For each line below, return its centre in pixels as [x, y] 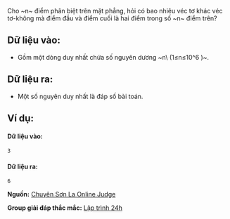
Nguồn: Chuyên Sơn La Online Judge [62, 194]
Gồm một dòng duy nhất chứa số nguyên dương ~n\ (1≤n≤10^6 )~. [113, 57]
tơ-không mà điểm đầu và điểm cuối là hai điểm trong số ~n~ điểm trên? [113, 18]
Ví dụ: [20, 118]
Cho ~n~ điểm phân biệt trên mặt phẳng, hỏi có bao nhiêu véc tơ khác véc [115, 11]
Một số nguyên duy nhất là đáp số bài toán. [80, 96]
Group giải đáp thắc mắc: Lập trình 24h [65, 208]
